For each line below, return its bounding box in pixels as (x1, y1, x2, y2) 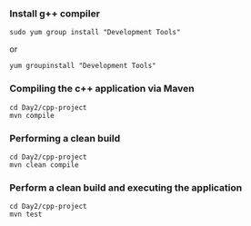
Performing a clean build (9, 132, 121, 144)
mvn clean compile (9, 160, 79, 170)
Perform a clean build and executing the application (9, 181, 243, 193)
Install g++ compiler (9, 7, 100, 20)
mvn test (9, 210, 43, 220)
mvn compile (9, 111, 55, 120)
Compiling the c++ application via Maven (9, 83, 195, 95)
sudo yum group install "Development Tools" (9, 28, 181, 37)
